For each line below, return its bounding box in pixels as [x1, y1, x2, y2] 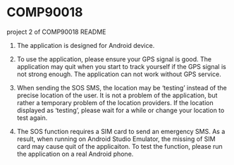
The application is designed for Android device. [16, 41, 155, 49]
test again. [16, 114, 48, 122]
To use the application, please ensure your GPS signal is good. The [16, 54, 212, 63]
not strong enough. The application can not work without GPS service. [16, 70, 221, 78]
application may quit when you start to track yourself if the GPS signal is [16, 62, 226, 71]
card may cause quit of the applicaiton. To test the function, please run [16, 142, 223, 150]
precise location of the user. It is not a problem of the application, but [16, 91, 218, 99]
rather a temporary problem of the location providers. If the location [16, 98, 214, 106]
